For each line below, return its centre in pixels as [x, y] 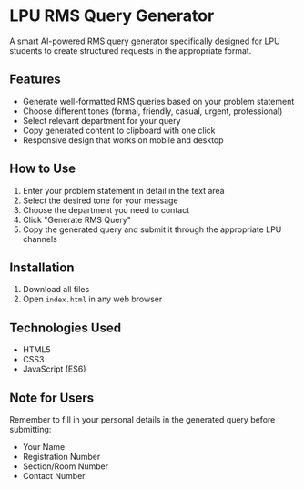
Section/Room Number [66, 466]
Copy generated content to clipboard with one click [119, 130]
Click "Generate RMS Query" [77, 219]
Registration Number [61, 457]
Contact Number [54, 476]
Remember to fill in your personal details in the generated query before [142, 419]
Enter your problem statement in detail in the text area [123, 190]
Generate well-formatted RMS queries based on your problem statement [158, 101]
